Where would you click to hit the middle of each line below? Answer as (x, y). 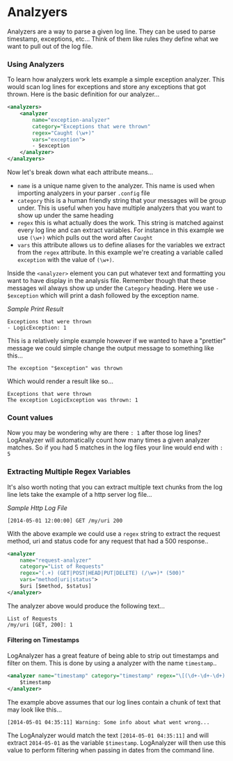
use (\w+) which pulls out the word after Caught (85, 238)
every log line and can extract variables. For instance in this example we (121, 230)
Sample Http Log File (38, 508)
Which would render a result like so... (60, 381)
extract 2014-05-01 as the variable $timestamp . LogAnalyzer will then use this (116, 742)
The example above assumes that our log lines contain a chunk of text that (114, 702)
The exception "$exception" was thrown (65, 369)
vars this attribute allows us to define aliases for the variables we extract (121, 245)
